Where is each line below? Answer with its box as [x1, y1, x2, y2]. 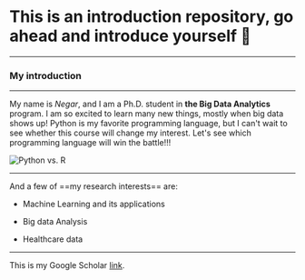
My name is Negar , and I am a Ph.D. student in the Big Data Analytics [9, 98, 271, 110]
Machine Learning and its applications [22, 198, 165, 210]
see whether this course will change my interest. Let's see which [9, 127, 251, 138]
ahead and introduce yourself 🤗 [9, 25, 251, 46]
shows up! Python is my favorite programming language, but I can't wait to [9, 118, 288, 129]
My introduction [9, 69, 82, 82]
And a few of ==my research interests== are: [9, 181, 179, 192]
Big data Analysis [22, 216, 88, 227]
